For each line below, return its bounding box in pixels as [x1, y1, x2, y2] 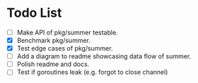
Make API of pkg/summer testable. [16, 28, 118, 37]
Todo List [6, 5, 62, 21]
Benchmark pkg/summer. [16, 37, 91, 44]
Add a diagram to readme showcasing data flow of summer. [16, 52, 192, 60]
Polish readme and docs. [16, 60, 90, 68]
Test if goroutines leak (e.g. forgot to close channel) [16, 68, 168, 77]
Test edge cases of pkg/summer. [16, 44, 113, 53]
